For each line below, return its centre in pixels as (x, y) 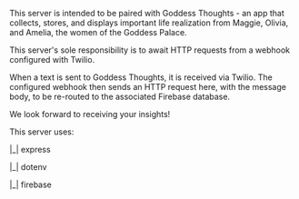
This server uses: (42, 132)
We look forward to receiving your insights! (90, 114)
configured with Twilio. (52, 60)
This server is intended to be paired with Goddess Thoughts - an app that (147, 13)
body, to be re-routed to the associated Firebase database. (120, 96)
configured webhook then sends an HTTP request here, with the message (148, 87)
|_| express (30, 149)
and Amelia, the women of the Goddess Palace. (99, 32)
